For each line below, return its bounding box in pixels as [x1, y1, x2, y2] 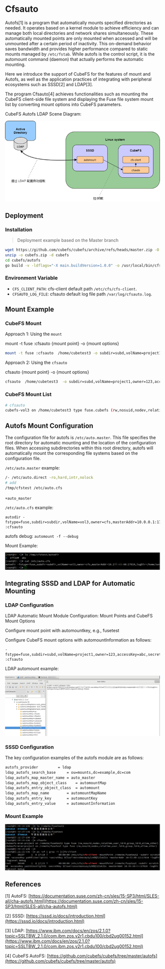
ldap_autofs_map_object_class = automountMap [5, 780, 107, 785]
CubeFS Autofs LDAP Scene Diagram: [5, 111, 82, 117]
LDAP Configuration [5, 601, 54, 608]
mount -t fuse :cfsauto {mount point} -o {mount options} [5, 341, 119, 347]
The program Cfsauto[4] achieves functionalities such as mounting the [5, 91, 148, 97]
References [5, 880, 41, 888]
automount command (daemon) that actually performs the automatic [5, 56, 144, 62]
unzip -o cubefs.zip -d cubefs [5, 252, 69, 258]
